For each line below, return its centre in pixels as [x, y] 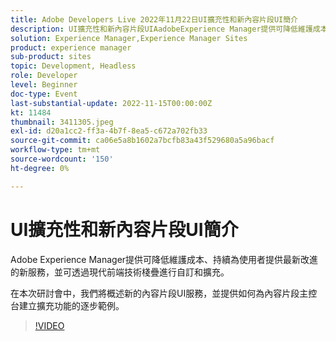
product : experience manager [71, 47]
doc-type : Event [44, 94]
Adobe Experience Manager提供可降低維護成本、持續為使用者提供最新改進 [164, 259]
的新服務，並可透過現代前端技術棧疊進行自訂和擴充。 [120, 272]
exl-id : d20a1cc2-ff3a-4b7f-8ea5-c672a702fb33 [109, 131]
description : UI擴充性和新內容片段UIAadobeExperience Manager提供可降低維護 [161, 29]
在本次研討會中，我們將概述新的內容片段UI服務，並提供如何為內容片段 [155, 293]
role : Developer [44, 76]
